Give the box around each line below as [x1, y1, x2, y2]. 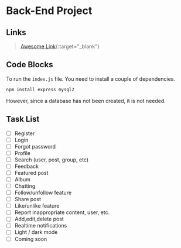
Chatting [14, 182, 36, 190]
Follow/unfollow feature [14, 189, 72, 197]
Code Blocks [6, 60, 53, 70]
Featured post [14, 169, 49, 176]
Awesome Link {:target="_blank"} [20, 43, 100, 50]
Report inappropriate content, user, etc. [14, 209, 110, 216]
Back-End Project [6, 4, 93, 18]
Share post [14, 196, 41, 203]
